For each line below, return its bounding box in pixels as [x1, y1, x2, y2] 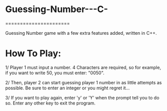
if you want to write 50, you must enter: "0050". [5, 70, 105, 76]
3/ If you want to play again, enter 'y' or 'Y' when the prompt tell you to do [5, 94, 159, 100]
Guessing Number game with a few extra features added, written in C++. [5, 30, 157, 36]
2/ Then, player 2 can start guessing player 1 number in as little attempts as [5, 79, 162, 85]
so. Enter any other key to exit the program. [5, 100, 96, 106]
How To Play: [5, 48, 62, 59]
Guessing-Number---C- [5, 4, 108, 15]
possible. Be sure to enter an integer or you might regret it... [5, 85, 130, 91]
